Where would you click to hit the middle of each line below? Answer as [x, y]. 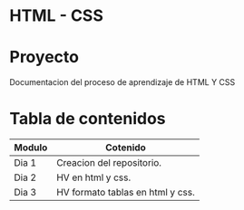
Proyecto [44, 57]
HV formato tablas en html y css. [125, 193]
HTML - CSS [57, 16]
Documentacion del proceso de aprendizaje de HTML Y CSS [122, 82]
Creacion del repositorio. [108, 163]
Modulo [31, 148]
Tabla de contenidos [88, 119]
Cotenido [126, 148]
